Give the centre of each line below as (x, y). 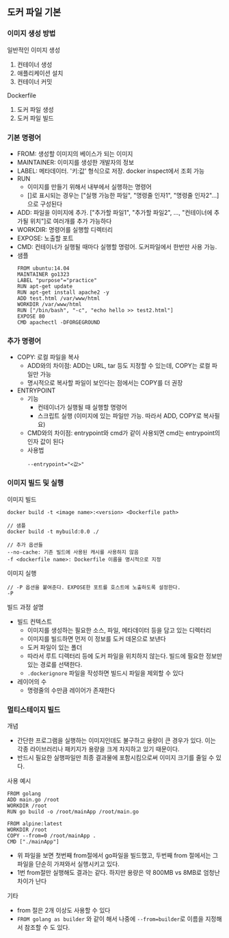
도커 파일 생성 (35, 109)
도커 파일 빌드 (35, 118)
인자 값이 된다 (45, 442)
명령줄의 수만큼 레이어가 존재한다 (71, 690)
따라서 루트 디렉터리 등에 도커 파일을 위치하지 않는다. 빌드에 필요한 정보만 (125, 656)
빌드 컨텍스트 (35, 621)
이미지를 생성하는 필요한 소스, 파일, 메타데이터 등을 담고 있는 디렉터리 (119, 630)
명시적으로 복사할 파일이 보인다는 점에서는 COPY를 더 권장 (105, 383)
